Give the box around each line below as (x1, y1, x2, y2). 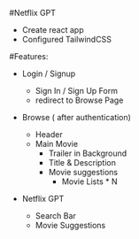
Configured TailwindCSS (21, 35, 112, 44)
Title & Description (48, 158, 117, 167)
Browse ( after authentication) (21, 112, 131, 122)
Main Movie (35, 139, 78, 149)
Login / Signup (21, 68, 76, 79)
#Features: (9, 51, 49, 61)
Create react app (21, 25, 84, 35)
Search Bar (35, 211, 77, 220)
